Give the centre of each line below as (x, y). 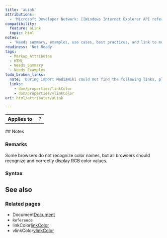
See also (19, 189)
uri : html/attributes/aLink (34, 98)
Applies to (20, 119)
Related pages (23, 204)
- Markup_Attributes (31, 56)
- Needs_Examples (28, 70)
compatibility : (21, 24)
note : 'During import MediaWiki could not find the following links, (83, 79)
